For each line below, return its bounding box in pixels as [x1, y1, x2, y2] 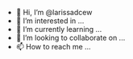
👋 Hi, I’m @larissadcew [15, 8, 93, 17]
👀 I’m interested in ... [15, 16, 85, 26]
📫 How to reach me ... [15, 42, 91, 51]
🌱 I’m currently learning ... [15, 25, 102, 33]
